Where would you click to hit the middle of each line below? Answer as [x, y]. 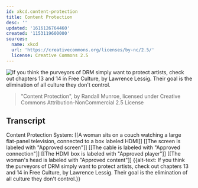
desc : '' [17, 22]
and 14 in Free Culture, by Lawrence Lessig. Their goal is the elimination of [97, 173]
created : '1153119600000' [38, 34]
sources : [17, 39]
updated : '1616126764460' [38, 28]
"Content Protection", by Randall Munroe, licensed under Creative [100, 96]
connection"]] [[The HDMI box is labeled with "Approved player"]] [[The [94, 154]
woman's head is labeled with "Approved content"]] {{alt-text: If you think [95, 160]
